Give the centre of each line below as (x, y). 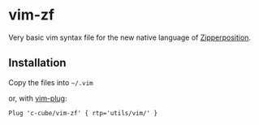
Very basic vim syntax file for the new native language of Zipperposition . (130, 37)
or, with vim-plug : (38, 98)
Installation (37, 63)
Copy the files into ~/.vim (51, 82)
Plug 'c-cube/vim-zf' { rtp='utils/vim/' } (83, 113)
